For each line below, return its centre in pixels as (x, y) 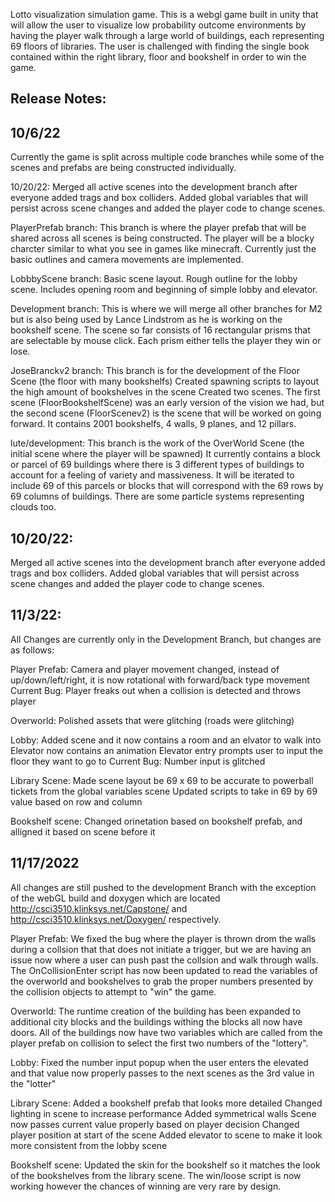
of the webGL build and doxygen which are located (115, 898)
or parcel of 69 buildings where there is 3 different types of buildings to (157, 465)
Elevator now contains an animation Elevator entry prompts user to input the (166, 750)
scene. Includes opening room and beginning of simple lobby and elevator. (164, 290)
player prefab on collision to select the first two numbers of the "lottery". (159, 1043)
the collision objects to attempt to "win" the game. (113, 991)
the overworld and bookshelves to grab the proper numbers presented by (162, 981)
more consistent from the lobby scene (89, 1145)
